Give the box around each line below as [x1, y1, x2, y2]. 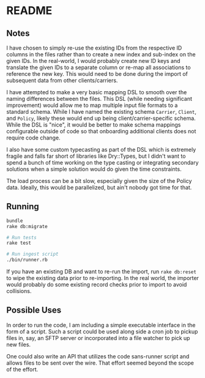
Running [6, 201, 40, 212]
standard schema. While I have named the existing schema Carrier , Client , [6, 108, 197, 115]
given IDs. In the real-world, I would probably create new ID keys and [6, 57, 181, 64]
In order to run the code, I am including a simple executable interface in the [6, 321, 196, 328]
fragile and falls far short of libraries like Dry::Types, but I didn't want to [6, 152, 186, 160]
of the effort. [6, 365, 39, 373]
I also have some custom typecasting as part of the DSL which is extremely [6, 146, 196, 153]
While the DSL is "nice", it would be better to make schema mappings [6, 121, 181, 128]
